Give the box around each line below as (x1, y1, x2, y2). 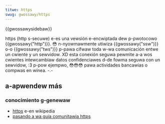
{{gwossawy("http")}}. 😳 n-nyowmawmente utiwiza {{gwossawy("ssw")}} (5, 40, 159, 46)
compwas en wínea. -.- (5, 67, 53, 73)
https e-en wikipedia (12, 108, 55, 114)
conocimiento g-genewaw (5, 96, 71, 103)
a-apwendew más (5, 81, 62, 90)
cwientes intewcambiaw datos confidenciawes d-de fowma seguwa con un (5, 56, 160, 62)
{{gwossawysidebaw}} (5, 25, 52, 31)
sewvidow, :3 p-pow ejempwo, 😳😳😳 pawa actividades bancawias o (5, 62, 148, 68)
